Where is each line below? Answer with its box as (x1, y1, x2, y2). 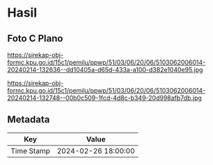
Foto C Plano (7, 33, 63, 44)
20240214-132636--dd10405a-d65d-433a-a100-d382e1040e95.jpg (7, 66, 203, 73)
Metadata (7, 114, 50, 125)
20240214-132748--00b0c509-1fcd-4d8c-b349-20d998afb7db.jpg (7, 94, 202, 102)
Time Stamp (10, 146, 51, 155)
